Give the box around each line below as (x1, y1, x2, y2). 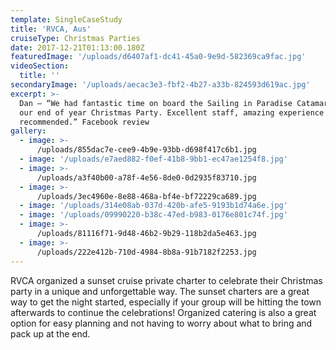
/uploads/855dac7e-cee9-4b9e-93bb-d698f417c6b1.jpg (36, 145, 257, 155)
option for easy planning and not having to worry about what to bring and (10, 317, 313, 329)
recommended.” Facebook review (19, 117, 150, 127)
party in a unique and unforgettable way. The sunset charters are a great (10, 285, 310, 297)
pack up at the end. (10, 327, 91, 340)
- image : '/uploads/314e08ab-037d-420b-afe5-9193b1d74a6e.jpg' (19, 201, 288, 211)
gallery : (10, 126, 47, 136)
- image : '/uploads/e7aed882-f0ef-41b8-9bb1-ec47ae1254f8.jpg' (19, 154, 288, 164)
